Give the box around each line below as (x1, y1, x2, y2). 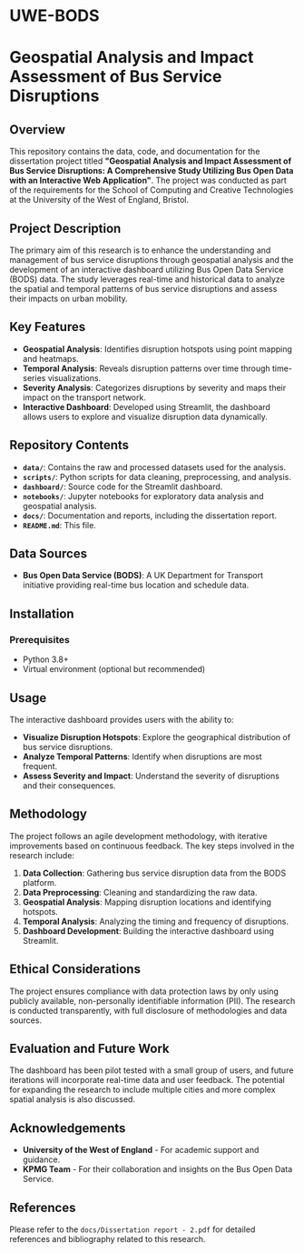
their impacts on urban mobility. (9, 293, 129, 304)
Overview (9, 122, 66, 137)
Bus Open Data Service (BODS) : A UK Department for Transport (22, 570, 264, 581)
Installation (9, 606, 74, 621)
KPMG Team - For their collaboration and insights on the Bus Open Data (22, 1164, 293, 1175)
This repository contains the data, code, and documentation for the (9, 146, 260, 157)
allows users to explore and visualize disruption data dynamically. (22, 411, 268, 422)
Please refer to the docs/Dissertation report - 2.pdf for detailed (9, 1224, 256, 1235)
